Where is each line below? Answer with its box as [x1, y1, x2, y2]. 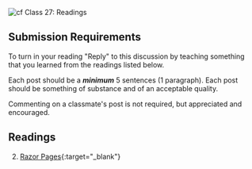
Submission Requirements [8, 30, 141, 44]
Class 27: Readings [25, 8, 87, 17]
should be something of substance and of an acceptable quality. [8, 83, 219, 93]
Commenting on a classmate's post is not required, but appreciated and [8, 99, 242, 109]
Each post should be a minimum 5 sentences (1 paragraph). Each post [8, 75, 239, 85]
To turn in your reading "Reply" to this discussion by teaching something [8, 52, 245, 61]
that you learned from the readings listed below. [8, 60, 165, 69]
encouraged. [8, 107, 50, 117]
